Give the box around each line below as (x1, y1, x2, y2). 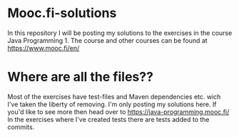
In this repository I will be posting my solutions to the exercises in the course (7, 29, 233, 37)
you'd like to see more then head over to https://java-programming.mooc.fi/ (7, 107, 230, 116)
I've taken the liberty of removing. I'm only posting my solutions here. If (7, 100, 217, 108)
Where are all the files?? (7, 69, 153, 85)
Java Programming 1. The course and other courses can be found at (7, 36, 208, 44)
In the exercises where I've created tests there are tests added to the (7, 115, 210, 123)
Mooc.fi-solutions (7, 5, 117, 21)
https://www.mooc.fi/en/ (7, 44, 80, 52)
